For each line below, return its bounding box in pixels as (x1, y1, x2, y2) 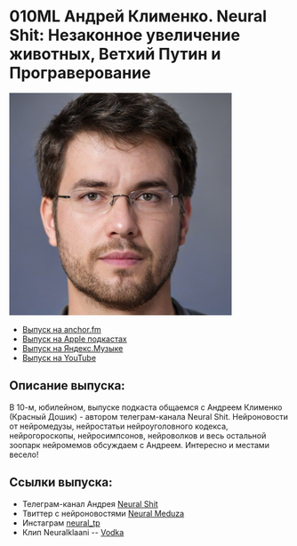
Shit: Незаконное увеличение (9, 25, 241, 45)
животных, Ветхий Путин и (9, 44, 221, 64)
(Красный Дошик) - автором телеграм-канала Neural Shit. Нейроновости (9, 411, 289, 422)
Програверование (9, 63, 151, 84)
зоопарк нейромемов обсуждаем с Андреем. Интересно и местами (9, 439, 269, 450)
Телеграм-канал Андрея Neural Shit (21, 498, 158, 509)
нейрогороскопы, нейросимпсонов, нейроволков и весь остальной (9, 430, 267, 441)
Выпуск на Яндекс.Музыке (21, 342, 124, 353)
